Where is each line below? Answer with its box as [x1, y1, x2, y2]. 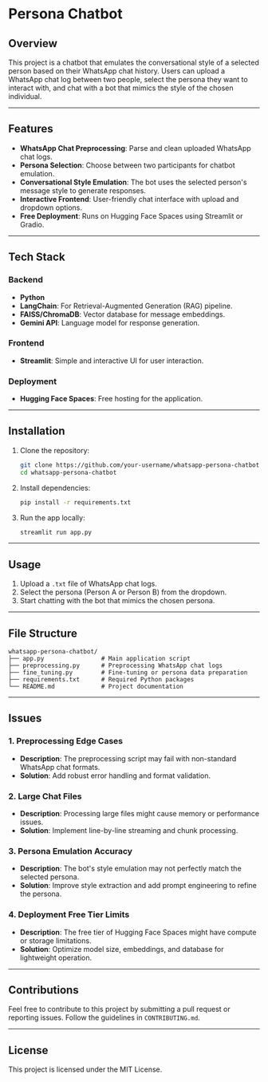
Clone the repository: [19, 445, 90, 455]
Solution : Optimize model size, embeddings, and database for [19, 944, 224, 954]
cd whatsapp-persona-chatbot [19, 468, 117, 476]
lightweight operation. [19, 953, 93, 962]
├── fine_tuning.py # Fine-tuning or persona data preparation [8, 669, 248, 677]
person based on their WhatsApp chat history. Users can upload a [8, 66, 226, 76]
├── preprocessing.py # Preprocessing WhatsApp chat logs [8, 661, 223, 670]
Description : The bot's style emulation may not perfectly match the [19, 863, 242, 874]
